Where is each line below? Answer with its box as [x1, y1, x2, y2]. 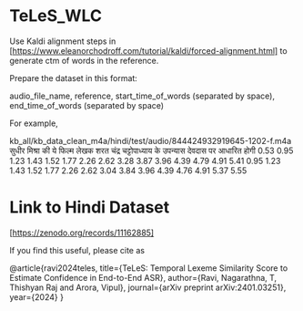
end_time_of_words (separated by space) [9, 99, 165, 110]
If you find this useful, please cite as [9, 244, 146, 255]
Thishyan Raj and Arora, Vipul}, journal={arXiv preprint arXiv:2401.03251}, [9, 282, 287, 293]
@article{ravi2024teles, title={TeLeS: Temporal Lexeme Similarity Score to [9, 262, 288, 274]
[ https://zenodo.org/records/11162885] [9, 227, 155, 238]
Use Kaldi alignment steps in [9, 36, 116, 47]
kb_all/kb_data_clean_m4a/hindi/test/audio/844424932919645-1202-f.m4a [9, 135, 292, 146]
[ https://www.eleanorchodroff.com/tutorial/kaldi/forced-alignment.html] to [9, 45, 288, 56]
